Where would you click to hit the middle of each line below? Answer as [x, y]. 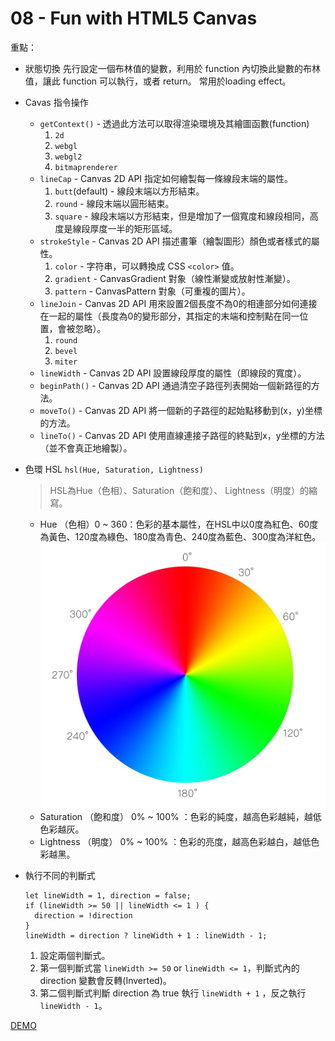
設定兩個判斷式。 [75, 956]
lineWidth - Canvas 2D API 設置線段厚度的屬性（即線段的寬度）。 [173, 373]
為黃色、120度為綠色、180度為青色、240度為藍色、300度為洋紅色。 [180, 536]
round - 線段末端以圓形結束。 [114, 203]
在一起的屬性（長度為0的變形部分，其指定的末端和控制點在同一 [169, 316]
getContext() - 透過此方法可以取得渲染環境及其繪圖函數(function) [174, 123]
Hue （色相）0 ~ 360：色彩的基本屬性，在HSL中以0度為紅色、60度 [179, 524]
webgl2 [68, 157]
